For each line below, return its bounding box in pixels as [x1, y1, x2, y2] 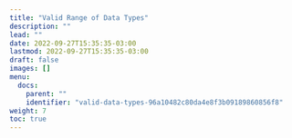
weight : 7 [9, 106, 47, 115]
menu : [9, 73, 30, 82]
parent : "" [26, 89, 68, 98]
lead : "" [9, 30, 43, 39]
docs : [17, 81, 39, 90]
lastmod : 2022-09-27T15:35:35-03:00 [9, 47, 149, 56]
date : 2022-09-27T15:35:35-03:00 [9, 38, 137, 48]
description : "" [9, 22, 71, 31]
